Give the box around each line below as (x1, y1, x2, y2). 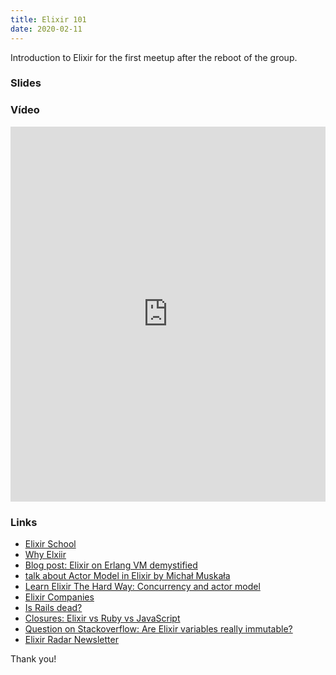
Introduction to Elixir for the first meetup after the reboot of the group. (10, 51, 298, 63)
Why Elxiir (24, 549, 67, 561)
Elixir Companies (24, 591, 95, 603)
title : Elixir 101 (10, 14, 87, 25)
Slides (10, 76, 42, 90)
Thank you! (10, 653, 57, 665)
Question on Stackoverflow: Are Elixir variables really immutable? (24, 623, 293, 635)
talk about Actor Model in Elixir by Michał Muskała (24, 570, 231, 582)
